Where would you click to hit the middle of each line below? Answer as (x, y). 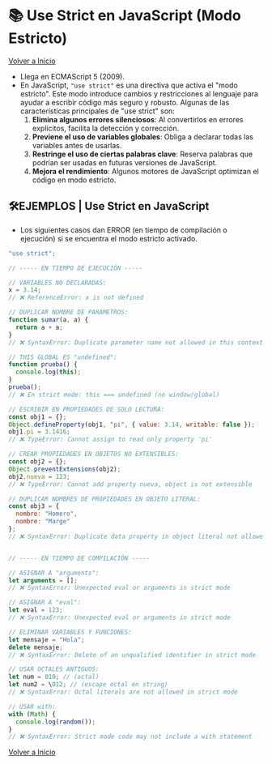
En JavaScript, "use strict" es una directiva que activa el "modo (129, 85)
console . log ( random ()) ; (55, 722)
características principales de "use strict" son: (98, 111)
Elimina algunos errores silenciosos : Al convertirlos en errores (138, 119)
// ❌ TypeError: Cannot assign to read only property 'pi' (110, 440)
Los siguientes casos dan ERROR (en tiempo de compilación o (124, 230)
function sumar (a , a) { (49, 320)
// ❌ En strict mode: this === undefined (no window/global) (114, 395)
